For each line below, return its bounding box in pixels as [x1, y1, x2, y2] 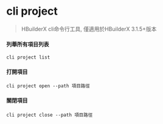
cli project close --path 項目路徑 [6, 112, 93, 118]
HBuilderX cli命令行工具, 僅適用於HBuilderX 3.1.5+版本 [21, 25, 157, 32]
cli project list [6, 54, 50, 60]
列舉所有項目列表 [6, 40, 49, 48]
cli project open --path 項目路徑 [6, 83, 90, 89]
